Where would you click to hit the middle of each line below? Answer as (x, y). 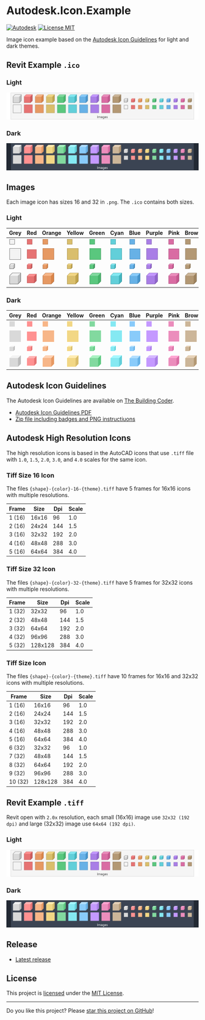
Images (21, 187)
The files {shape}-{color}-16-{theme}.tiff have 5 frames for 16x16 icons (99, 489)
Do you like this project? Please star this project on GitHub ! (80, 1011)
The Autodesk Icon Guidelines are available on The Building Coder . (90, 401)
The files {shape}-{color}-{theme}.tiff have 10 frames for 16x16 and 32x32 (102, 676)
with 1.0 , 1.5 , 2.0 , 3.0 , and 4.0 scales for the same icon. (77, 459)
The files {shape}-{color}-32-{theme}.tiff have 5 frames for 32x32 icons (100, 582)
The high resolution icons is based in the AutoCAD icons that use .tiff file (100, 453)
